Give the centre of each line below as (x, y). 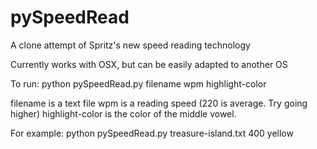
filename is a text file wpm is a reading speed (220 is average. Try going (159, 103)
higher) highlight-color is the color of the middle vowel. (123, 113)
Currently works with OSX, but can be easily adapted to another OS (149, 64)
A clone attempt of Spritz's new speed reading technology (130, 45)
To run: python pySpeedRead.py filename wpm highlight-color (138, 83)
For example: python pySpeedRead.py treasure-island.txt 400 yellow (152, 133)
